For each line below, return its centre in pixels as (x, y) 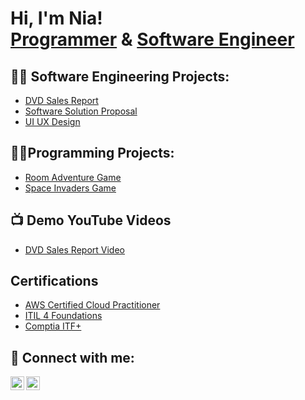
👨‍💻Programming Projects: (92, 153)
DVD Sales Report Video (74, 249)
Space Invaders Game (70, 188)
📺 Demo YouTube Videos (91, 220)
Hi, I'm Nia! (56, 18)
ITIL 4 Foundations (63, 316)
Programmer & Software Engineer (152, 39)
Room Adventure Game (73, 177)
